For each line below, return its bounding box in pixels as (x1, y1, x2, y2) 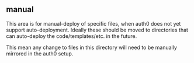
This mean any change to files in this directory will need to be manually (6, 44, 177, 51)
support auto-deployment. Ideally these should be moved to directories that (6, 26, 189, 33)
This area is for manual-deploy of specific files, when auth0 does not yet (6, 20, 181, 27)
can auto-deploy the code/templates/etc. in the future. (6, 32, 137, 40)
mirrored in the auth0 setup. (6, 50, 74, 57)
